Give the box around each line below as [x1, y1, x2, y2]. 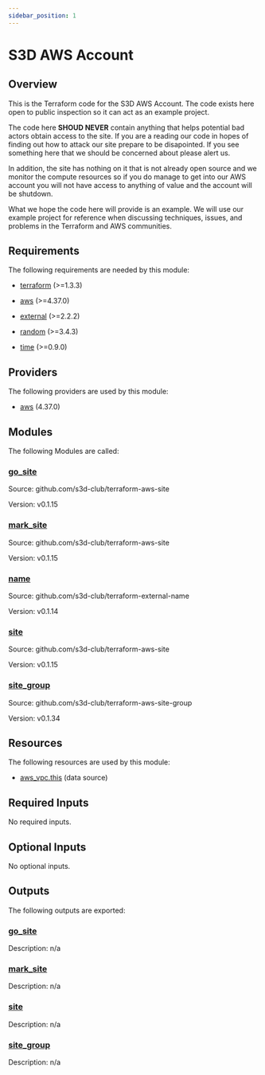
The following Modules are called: [8, 447, 119, 456]
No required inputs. [8, 817, 72, 827]
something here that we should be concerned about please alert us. [8, 148, 231, 158]
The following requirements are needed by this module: [8, 265, 189, 275]
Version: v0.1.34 [8, 713, 61, 723]
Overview [8, 77, 58, 92]
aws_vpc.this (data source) [19, 773, 108, 783]
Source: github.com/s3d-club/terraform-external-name [8, 591, 189, 600]
